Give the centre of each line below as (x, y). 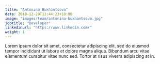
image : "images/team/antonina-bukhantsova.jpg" (54, 18)
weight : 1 (15, 32)
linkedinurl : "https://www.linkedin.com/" (48, 28)
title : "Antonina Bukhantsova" (37, 9)
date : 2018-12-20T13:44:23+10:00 (39, 14)
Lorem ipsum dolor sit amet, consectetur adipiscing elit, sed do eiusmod (77, 46)
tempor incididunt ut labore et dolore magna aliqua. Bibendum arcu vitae (77, 51)
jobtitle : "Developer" (28, 23)
